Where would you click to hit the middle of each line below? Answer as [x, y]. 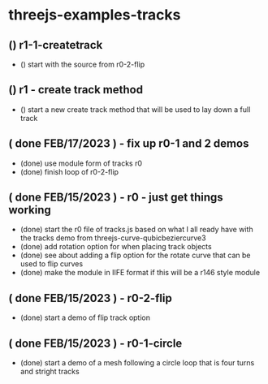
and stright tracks [50, 372]
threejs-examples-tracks [95, 15]
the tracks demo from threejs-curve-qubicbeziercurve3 [113, 238]
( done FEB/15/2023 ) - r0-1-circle [95, 343]
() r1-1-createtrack [56, 45]
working [30, 210]
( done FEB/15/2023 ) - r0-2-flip [90, 298]
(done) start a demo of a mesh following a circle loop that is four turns [137, 363]
